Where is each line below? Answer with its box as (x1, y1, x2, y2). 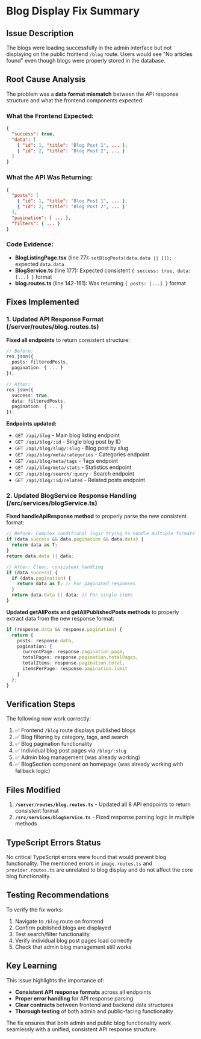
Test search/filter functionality (14, 930, 90, 937)
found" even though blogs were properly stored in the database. (6, 57, 165, 64)
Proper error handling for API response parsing (14, 994, 134, 1002)
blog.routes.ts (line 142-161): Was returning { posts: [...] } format (14, 279, 187, 287)
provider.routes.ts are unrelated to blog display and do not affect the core (6, 866, 193, 873)
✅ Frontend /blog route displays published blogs (14, 727, 136, 734)
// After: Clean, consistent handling (6, 564, 104, 570)
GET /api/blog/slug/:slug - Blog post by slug (14, 444, 129, 452)
